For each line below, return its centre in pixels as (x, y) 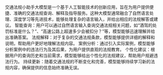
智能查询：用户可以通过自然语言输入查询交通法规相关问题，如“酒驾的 (83, 25)
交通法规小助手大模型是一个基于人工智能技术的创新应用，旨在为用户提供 (77, 7)
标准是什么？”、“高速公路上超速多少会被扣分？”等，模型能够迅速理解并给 (82, 31)
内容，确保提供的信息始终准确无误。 (45, 67)
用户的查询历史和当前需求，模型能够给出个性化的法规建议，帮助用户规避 (81, 55)
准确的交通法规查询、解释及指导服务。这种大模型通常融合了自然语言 (81, 13)
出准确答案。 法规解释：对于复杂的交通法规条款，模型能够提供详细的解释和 (80, 37)
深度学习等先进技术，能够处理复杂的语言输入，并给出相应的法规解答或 (83, 19)
